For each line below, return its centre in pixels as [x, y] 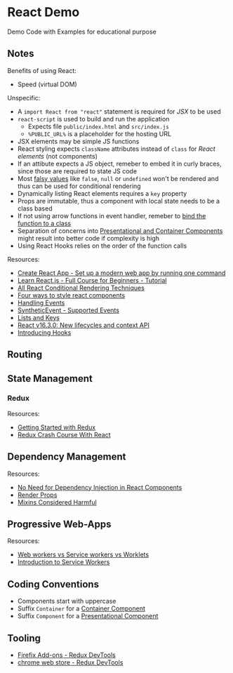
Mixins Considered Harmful [57, 502]
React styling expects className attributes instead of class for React [116, 149]
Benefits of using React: [42, 70]
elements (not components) [58, 156]
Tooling [24, 638]
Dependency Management [67, 457]
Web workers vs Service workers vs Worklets [83, 554]
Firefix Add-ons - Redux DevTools [66, 655]
